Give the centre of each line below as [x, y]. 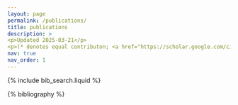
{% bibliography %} [36, 94]
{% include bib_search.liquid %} [54, 80]
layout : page [27, 14]
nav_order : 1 [27, 60]
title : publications [38, 27]
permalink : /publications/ [47, 21]
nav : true [22, 54]
